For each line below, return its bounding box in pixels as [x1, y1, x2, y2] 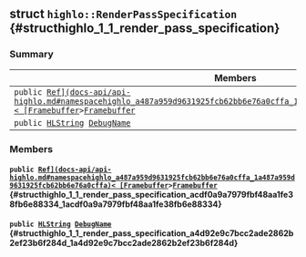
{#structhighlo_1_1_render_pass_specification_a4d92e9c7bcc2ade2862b [9, 227, 294, 239]
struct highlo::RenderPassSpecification [9, 6, 238, 22]
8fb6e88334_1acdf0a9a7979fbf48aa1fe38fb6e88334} [9, 199, 222, 210]
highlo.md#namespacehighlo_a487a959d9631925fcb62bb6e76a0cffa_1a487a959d [9, 173, 296, 182]
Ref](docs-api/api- [37, 165, 112, 175]
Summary [9, 48, 55, 61]
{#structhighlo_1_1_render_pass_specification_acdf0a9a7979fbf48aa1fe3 [9, 190, 294, 200]
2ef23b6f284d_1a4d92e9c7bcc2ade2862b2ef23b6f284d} [9, 237, 239, 248]
